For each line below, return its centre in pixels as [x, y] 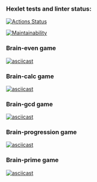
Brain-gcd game [30, 104]
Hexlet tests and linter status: [49, 9]
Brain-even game [31, 48]
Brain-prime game [32, 160]
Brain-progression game [41, 132]
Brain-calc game [30, 76]
